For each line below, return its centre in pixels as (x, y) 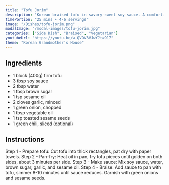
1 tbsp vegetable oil (32, 113)
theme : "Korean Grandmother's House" (45, 43)
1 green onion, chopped (37, 107)
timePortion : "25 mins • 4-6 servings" (47, 19)
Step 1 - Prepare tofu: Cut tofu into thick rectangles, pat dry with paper (78, 151)
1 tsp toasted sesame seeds (41, 118)
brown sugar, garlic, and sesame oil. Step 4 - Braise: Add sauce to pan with (83, 167)
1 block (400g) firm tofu (37, 75)
